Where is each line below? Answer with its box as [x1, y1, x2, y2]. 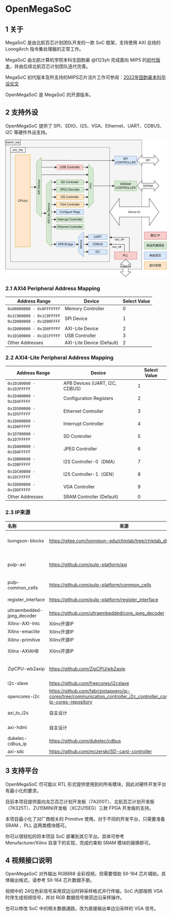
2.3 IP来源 [5, 509, 31, 516]
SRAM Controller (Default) [63, 494, 119, 500]
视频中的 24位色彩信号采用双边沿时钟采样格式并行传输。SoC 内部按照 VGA [5, 888, 163, 894]
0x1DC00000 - [7, 469, 35, 474]
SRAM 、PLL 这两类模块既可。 [5, 822, 69, 829]
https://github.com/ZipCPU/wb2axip [49, 666, 125, 672]
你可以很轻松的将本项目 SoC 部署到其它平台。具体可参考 [5, 833, 124, 839]
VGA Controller [63, 484, 95, 490]
